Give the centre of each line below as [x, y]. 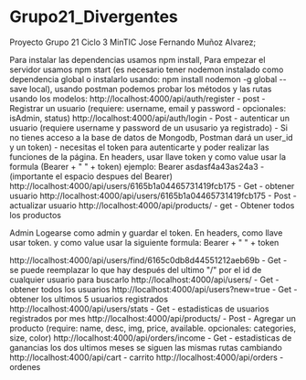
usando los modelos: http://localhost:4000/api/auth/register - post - [137, 99]
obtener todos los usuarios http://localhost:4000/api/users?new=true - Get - [153, 289]
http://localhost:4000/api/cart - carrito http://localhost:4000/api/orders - [147, 357]
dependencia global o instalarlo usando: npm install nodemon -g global [143, 79]
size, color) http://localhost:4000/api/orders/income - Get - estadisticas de [151, 338]
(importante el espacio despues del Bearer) [91, 176]
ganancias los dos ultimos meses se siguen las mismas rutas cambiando [146, 347]
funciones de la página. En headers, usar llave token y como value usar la [148, 156]
